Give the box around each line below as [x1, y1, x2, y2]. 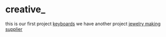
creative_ [5, 4, 46, 15]
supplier [5, 26, 23, 32]
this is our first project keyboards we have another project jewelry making [5, 21, 161, 27]
